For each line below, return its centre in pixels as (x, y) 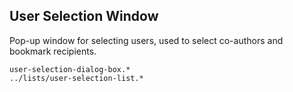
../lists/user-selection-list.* (76, 78)
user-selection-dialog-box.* (70, 69)
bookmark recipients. (53, 51)
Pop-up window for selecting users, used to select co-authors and (146, 40)
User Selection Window (84, 16)
